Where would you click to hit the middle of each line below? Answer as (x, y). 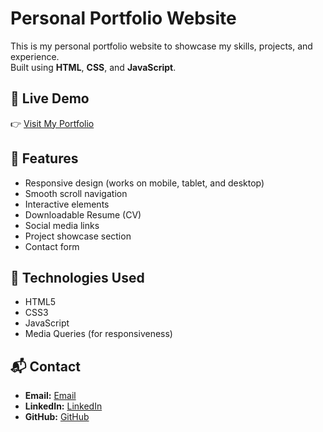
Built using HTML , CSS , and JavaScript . (93, 67)
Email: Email (50, 396)
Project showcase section (78, 236)
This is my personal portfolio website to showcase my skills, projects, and (161, 46)
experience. (35, 56)
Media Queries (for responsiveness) (98, 334)
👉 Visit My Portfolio (52, 123)
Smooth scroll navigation (76, 193)
